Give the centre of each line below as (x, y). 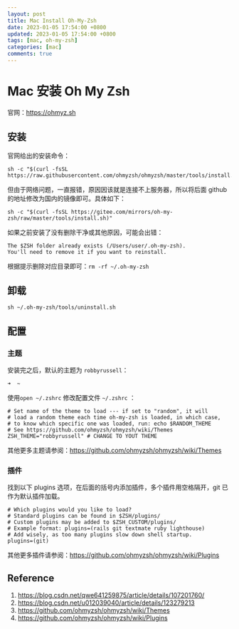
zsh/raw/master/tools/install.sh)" (60, 218)
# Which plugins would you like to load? (70, 510)
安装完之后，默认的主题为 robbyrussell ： (68, 370)
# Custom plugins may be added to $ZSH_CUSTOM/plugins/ (92, 522)
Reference (31, 578)
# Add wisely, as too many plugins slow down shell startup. (100, 535)
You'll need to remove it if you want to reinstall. (87, 252)
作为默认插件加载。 (36, 496)
